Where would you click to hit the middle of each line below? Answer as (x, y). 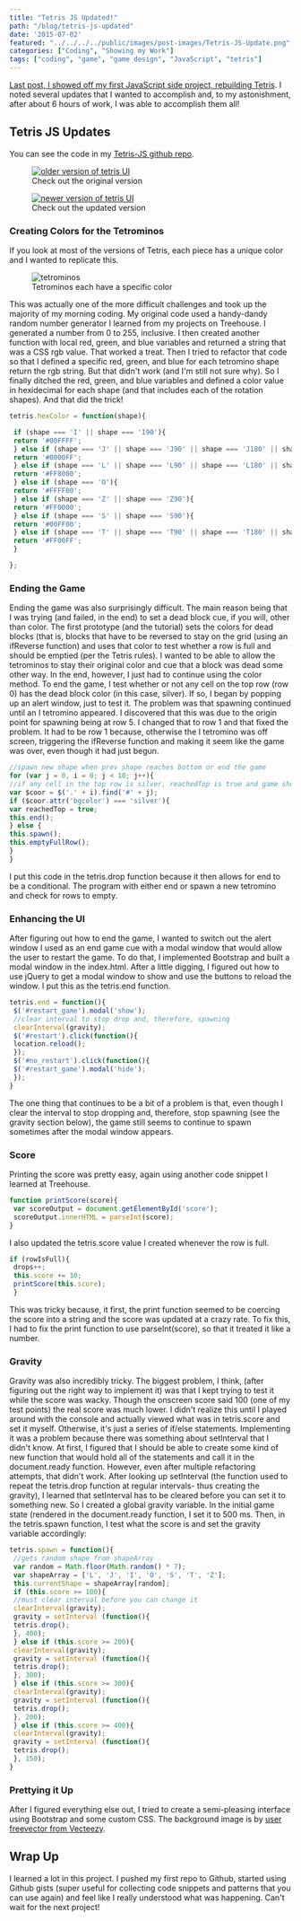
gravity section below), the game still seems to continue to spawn (131, 1122)
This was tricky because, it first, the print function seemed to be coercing (145, 1309)
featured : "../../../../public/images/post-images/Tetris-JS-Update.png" (150, 43)
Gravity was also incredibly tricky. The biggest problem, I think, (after (137, 1381)
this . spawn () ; (36, 834)
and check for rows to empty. (64, 895)
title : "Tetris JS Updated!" (64, 18)
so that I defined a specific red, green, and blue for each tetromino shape (144, 362)
